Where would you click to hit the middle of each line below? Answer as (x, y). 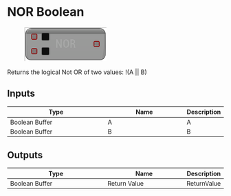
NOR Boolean (46, 12)
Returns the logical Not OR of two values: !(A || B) (77, 72)
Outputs (25, 155)
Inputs (21, 94)
